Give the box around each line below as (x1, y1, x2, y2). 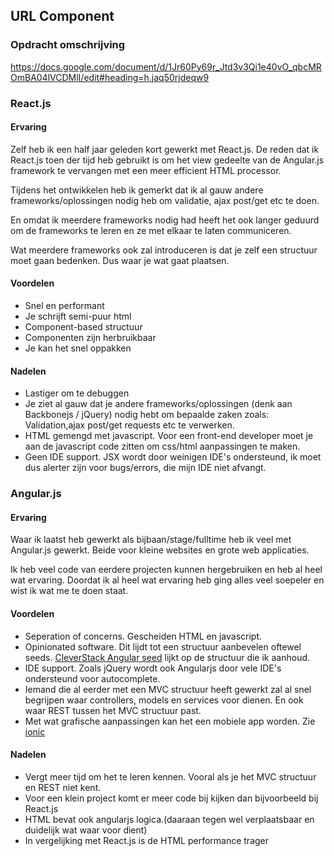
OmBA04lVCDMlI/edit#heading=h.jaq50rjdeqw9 (10, 71, 210, 83)
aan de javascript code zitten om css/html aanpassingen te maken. (24, 440, 301, 453)
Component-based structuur (24, 321, 143, 333)
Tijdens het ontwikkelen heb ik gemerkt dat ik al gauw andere (10, 184, 264, 196)
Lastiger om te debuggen (24, 387, 130, 399)
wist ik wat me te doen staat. (10, 585, 129, 597)
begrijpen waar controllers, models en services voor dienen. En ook (24, 694, 304, 706)
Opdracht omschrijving (10, 38, 126, 52)
